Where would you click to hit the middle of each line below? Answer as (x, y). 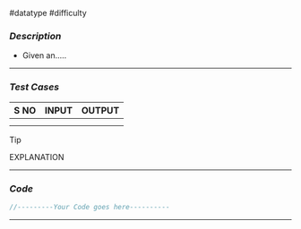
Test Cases (34, 87)
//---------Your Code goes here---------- (90, 207)
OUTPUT (100, 110)
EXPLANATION (37, 157)
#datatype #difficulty (48, 13)
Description (35, 36)
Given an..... (44, 55)
